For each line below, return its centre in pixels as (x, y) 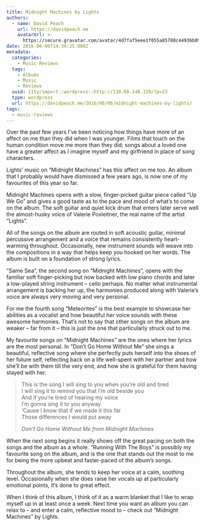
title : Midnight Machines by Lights (53, 12)
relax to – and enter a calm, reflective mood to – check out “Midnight (92, 510)
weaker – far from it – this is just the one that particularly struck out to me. (99, 328)
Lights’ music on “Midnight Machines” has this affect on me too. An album (99, 170)
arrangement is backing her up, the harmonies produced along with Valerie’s (103, 290)
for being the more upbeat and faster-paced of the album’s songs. (89, 460)
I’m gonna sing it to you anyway (61, 404)
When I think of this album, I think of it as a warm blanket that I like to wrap (100, 497)
